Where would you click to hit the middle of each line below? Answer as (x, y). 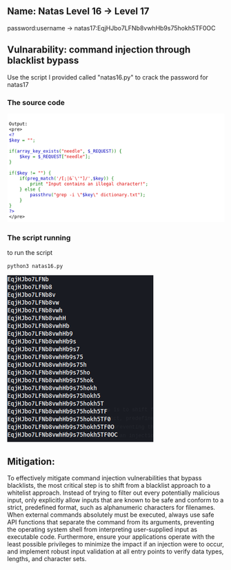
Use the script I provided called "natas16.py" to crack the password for (108, 77)
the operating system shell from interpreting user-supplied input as (102, 530)
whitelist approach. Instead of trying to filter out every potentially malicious (113, 493)
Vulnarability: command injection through (99, 50)
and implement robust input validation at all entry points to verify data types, (115, 551)
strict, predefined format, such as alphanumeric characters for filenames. (111, 508)
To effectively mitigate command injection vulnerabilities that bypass (104, 478)
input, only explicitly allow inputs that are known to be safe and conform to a (115, 500)
